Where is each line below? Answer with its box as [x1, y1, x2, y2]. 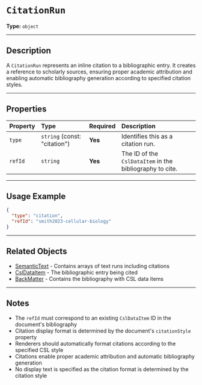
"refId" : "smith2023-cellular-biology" [11, 219, 112, 225]
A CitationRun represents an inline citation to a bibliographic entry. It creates [6, 61, 196, 69]
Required [89, 122, 116, 130]
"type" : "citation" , [11, 213, 63, 219]
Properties [6, 104, 47, 114]
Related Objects [6, 246, 67, 257]
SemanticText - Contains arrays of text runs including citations [14, 262, 170, 269]
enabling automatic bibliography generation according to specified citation [6, 74, 191, 81]
